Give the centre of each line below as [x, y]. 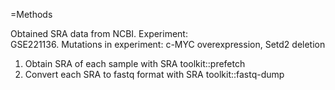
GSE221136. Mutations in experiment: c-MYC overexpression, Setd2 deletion [168, 44]
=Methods [31, 14]
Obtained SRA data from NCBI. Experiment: [99, 33]
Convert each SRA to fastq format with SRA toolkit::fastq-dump [154, 74]
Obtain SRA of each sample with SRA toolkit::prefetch [135, 63]
